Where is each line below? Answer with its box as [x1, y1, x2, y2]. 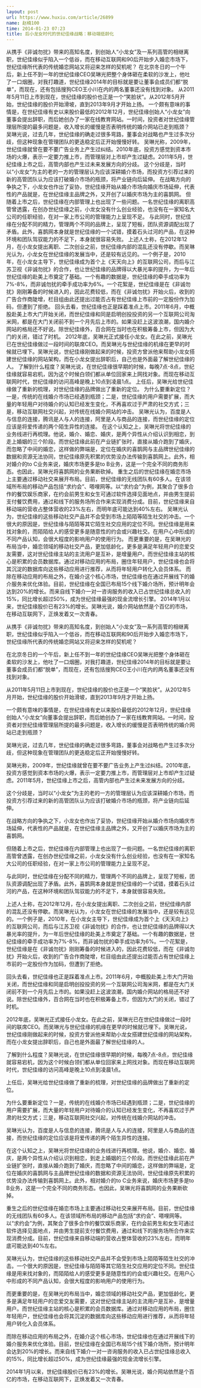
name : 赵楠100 [6, 20, 40, 26]
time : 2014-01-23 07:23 [6, 25, 66, 32]
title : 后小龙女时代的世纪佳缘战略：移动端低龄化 [6, 31, 114, 37]
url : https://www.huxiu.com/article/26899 [6, 14, 114, 20]
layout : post [6, 8, 39, 15]
